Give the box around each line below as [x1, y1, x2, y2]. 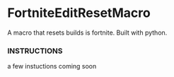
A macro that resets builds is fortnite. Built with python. [7, 28, 168, 37]
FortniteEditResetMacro [7, 5, 151, 21]
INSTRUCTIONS [7, 46, 63, 56]
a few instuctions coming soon [7, 62, 97, 71]
